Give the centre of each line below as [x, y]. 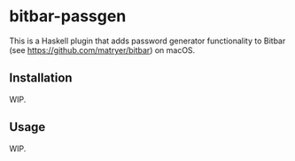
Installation [41, 78]
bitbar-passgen [68, 16]
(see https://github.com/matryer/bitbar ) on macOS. [102, 50]
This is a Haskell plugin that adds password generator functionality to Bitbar [147, 41]
